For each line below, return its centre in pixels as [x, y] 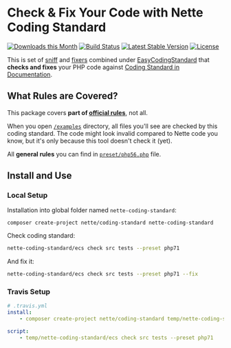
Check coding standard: [41, 236]
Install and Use [40, 176]
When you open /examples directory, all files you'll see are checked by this [112, 126]
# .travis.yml [27, 306]
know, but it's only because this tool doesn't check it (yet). [90, 141]
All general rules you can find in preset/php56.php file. [84, 154]
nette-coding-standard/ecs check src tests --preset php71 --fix [102, 274]
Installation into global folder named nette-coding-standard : [92, 210]
